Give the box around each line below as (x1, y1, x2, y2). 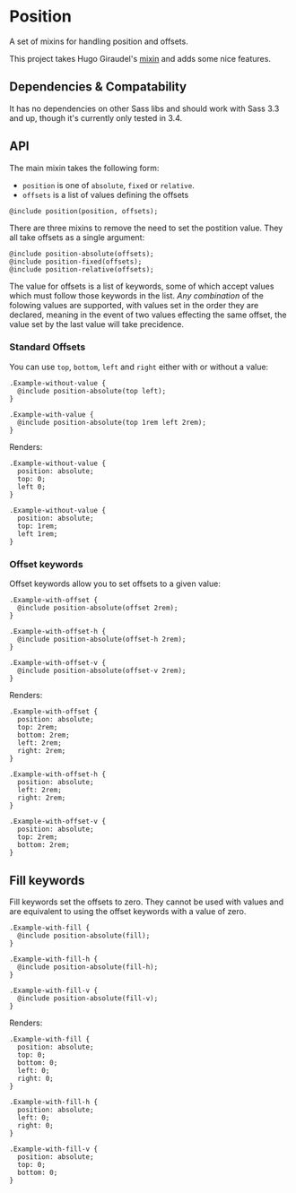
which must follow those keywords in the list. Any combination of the (9, 290, 265, 301)
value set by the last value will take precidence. (9, 318, 185, 329)
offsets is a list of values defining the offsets (22, 189, 189, 200)
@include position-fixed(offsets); (9, 257, 143, 266)
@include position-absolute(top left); (17, 386, 167, 395)
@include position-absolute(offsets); (9, 249, 154, 258)
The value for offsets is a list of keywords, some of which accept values (9, 281, 274, 291)
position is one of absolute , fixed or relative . (22, 179, 195, 190)
